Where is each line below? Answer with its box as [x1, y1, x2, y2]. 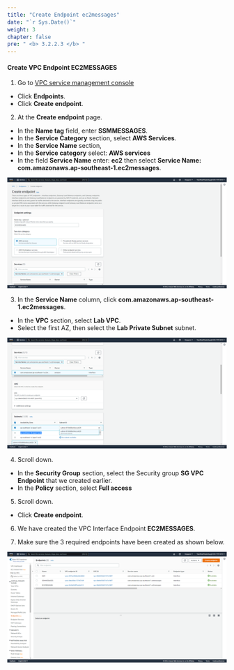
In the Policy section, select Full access [17, 484, 132, 492]
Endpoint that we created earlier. [17, 477, 113, 485]
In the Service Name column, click [17, 295, 117, 304]
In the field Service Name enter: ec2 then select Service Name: [17, 156, 202, 165]
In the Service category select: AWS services [17, 149, 151, 157]
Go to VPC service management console [17, 79, 134, 87]
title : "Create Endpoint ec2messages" [7, 11, 120, 18]
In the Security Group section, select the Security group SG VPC [17, 469, 204, 477]
